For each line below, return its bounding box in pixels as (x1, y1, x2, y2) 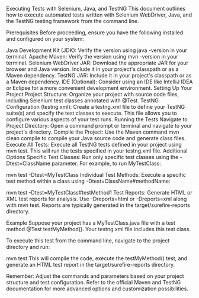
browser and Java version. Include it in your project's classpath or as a (6, 66, 179, 73)
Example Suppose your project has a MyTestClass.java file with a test (6, 219, 176, 226)
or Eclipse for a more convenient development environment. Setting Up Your (6, 85, 192, 91)
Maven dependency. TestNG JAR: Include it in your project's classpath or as (6, 72, 192, 79)
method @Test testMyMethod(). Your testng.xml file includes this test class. (6, 226, 191, 232)
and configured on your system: (6, 35, 85, 42)
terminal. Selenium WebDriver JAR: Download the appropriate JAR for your (6, 59, 188, 66)
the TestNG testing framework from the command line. (6, 18, 139, 24)
